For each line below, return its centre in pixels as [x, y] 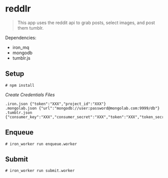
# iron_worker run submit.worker [40, 171]
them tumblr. [30, 28]
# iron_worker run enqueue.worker [41, 144]
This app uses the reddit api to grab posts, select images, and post [86, 23]
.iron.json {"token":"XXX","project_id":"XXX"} [56, 104]
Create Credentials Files [30, 95]
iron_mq [21, 47]
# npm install [20, 85]
